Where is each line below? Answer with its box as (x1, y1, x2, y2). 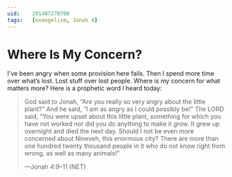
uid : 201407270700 (7, 10, 70, 17)
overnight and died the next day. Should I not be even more (24, 127, 194, 135)
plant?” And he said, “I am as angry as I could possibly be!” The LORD (24, 105, 224, 113)
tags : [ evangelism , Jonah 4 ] (7, 17, 98, 24)
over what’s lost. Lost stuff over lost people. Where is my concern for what (7, 77, 221, 85)
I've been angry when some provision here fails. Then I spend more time (7, 69, 215, 78)
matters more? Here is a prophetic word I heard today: (7, 84, 162, 92)
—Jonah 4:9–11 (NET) (24, 162, 86, 171)
